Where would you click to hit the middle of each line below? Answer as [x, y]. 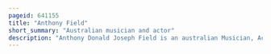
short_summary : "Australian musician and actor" [92, 30]
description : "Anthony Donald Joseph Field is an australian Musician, [131, 38]
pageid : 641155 [34, 15]
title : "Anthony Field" [48, 23]
